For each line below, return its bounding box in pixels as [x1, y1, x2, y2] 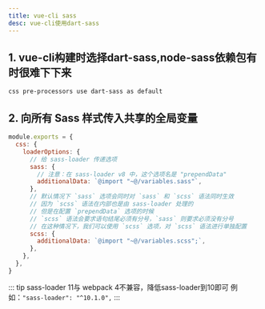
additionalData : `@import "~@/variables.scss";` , [37, 237, 206, 245]
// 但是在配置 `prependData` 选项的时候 [29, 207, 155, 215]
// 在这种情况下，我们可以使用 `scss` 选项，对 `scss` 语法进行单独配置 [29, 222, 247, 231]
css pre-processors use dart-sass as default [8, 87, 163, 96]
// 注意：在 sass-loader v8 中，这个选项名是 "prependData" [37, 170, 227, 179]
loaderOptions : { [22, 147, 81, 156]
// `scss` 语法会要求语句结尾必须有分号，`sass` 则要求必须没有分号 [29, 215, 235, 223]
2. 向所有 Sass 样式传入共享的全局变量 [8, 111, 198, 125]
